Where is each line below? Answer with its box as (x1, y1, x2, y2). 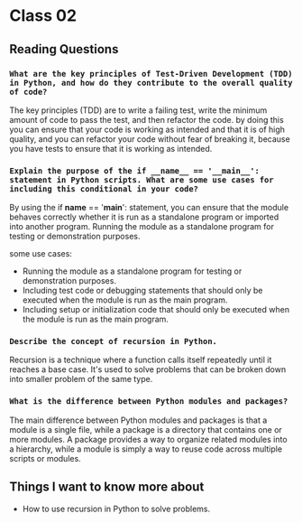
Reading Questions (9, 42, 119, 57)
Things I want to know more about (9, 480, 205, 495)
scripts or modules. (9, 453, 81, 463)
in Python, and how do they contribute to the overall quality (9, 78, 293, 88)
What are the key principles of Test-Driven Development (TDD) (9, 69, 293, 79)
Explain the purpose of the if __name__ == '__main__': (9, 165, 260, 176)
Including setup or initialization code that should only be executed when (22, 304, 290, 315)
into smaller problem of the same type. (9, 374, 153, 385)
